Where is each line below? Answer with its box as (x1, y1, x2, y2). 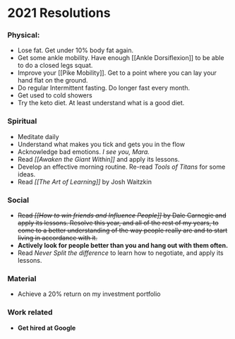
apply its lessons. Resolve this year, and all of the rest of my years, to (17, 219, 219, 227)
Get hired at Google (17, 323, 76, 332)
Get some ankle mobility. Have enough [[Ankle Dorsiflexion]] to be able (17, 54, 224, 62)
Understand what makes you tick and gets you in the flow (17, 140, 186, 148)
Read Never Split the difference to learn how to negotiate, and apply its (17, 249, 224, 257)
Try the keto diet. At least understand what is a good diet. (17, 99, 185, 107)
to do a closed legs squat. (17, 61, 93, 70)
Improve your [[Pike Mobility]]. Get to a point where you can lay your (17, 69, 217, 77)
